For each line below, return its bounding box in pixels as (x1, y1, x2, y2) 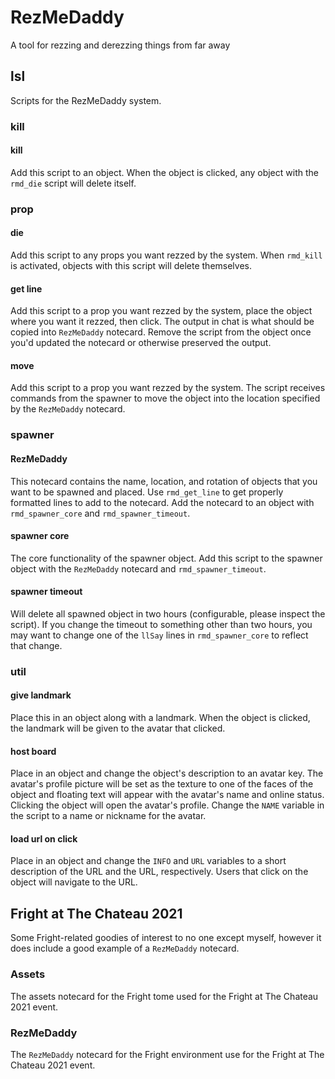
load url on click (10, 832, 78, 845)
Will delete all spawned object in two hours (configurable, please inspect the (10, 607, 326, 620)
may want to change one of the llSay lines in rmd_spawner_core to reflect (10, 629, 309, 641)
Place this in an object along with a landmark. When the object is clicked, (10, 712, 311, 724)
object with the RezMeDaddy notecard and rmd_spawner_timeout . (10, 562, 267, 575)
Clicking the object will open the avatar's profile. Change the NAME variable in (10, 799, 325, 811)
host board (10, 745, 57, 757)
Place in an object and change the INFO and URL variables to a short (10, 855, 287, 867)
